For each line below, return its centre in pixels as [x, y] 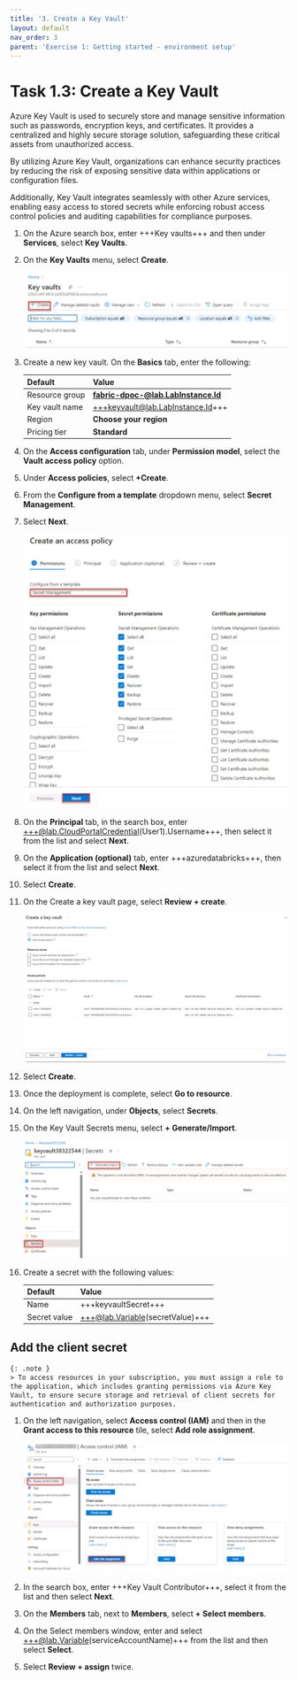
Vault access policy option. [73, 461]
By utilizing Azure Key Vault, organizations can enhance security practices [145, 162]
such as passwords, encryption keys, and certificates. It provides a [132, 126]
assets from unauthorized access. [72, 144]
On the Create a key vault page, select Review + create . [125, 902]
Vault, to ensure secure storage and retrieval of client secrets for [143, 1396]
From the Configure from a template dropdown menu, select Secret [147, 495]
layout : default [40, 28]
